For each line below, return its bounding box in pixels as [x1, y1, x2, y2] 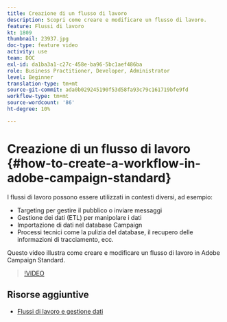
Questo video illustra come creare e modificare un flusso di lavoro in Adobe [7, 248, 221, 257]
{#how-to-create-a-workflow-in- [7, 156, 201, 171]
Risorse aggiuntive [7, 289, 89, 301]
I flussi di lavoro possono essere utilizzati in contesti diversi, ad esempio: [7, 193, 213, 201]
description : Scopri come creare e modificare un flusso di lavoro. [7, 16, 207, 23]
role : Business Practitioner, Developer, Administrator [7, 67, 170, 74]
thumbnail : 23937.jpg [7, 36, 69, 42]
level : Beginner [7, 73, 53, 81]
